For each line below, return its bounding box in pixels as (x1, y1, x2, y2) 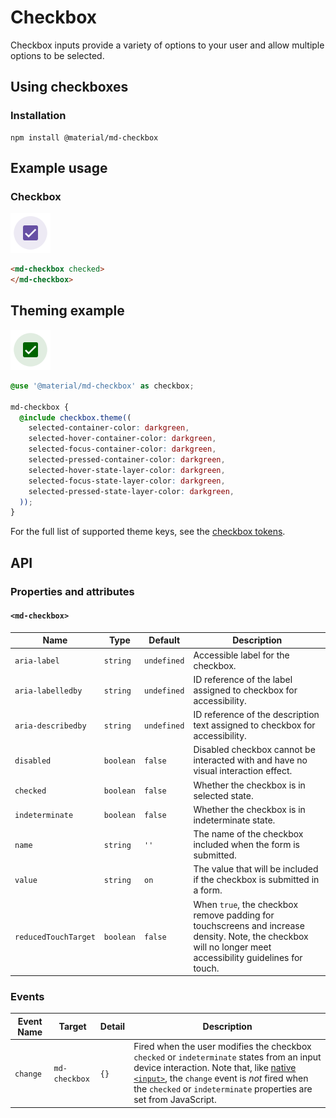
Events (10, 989, 45, 1003)
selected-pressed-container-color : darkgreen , (28, 455, 226, 465)
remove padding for (193, 909, 275, 921)
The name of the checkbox (193, 828, 304, 840)
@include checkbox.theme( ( (19, 412, 132, 423)
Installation (10, 109, 67, 123)
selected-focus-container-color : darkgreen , (28, 444, 217, 455)
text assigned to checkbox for (193, 719, 316, 731)
